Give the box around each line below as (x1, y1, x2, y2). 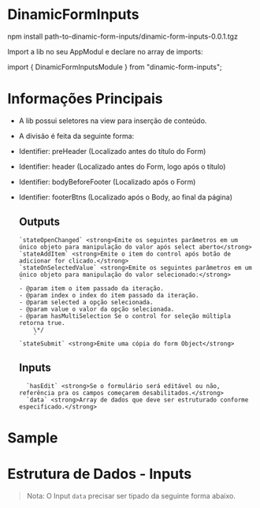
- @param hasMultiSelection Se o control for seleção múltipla (18, 312, 232, 320)
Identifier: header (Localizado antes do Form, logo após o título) (18, 162, 226, 171)
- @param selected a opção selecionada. (18, 298, 154, 306)
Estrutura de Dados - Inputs (7, 465, 192, 483)
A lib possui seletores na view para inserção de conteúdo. (18, 116, 207, 125)
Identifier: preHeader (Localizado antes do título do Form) (18, 146, 206, 155)
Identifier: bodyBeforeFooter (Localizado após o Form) (18, 177, 196, 186)
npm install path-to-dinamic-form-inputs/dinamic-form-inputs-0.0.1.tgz (7, 32, 238, 41)
